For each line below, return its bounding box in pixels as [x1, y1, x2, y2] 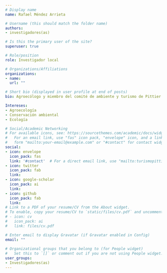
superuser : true [5, 44, 39, 49]
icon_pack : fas [9, 154, 41, 159]
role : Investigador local [5, 57, 59, 62]
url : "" [9, 80, 26, 85]
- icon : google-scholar [5, 177, 55, 182]
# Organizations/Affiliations [5, 66, 68, 71]
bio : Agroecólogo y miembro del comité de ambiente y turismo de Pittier [5, 94, 162, 99]
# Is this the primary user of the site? [5, 39, 92, 44]
